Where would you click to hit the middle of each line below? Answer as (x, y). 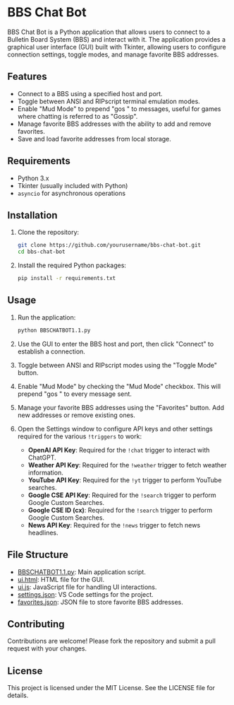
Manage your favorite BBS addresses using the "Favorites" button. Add (121, 407)
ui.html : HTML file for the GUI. (61, 579)
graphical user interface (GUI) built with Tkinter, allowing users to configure (117, 47)
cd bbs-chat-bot (41, 252)
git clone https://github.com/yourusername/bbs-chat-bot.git (109, 245)
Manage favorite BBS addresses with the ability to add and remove (114, 124)
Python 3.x (33, 178)
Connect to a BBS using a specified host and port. (90, 93)
